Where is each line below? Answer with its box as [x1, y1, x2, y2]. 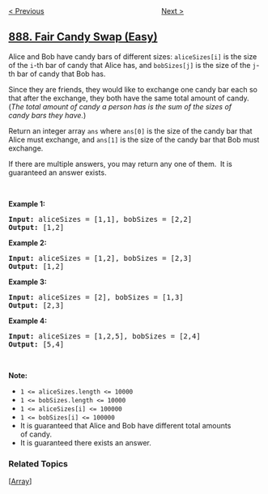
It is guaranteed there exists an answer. [19, 437, 151, 447]
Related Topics [8, 458, 69, 469]
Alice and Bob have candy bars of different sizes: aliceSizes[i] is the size [8, 51, 257, 62]
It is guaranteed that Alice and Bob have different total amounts [19, 420, 232, 430]
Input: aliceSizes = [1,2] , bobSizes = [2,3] [8, 253, 193, 262]
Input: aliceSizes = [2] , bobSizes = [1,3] [8, 292, 184, 301]
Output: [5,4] [8, 339, 65, 349]
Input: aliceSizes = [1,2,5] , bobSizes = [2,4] [8, 331, 201, 341]
